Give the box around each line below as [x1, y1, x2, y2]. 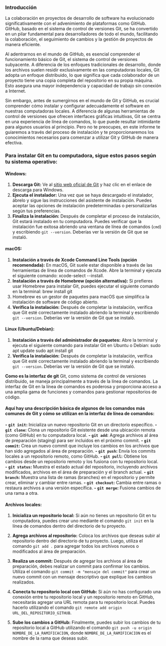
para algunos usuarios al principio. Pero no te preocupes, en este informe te [5, 124, 161, 130]
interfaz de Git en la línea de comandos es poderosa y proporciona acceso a [5, 383, 161, 389]
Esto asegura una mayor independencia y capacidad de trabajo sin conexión [5, 83, 162, 89]
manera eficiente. [5, 42, 41, 48]
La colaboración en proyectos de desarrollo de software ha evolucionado [5, 15, 155, 21]
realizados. [12, 579, 35, 585]
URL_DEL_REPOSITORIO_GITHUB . [12, 610, 72, 616]
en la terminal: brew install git [12, 288, 73, 294]
